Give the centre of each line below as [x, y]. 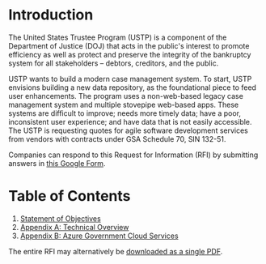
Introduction [51, 15]
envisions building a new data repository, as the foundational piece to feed [133, 87]
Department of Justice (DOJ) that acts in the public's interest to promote [129, 45]
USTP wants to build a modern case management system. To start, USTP [130, 79]
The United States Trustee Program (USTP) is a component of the [118, 37]
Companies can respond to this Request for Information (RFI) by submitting [133, 155]
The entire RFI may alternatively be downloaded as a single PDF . [116, 251]
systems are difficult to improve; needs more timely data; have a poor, [125, 113]
